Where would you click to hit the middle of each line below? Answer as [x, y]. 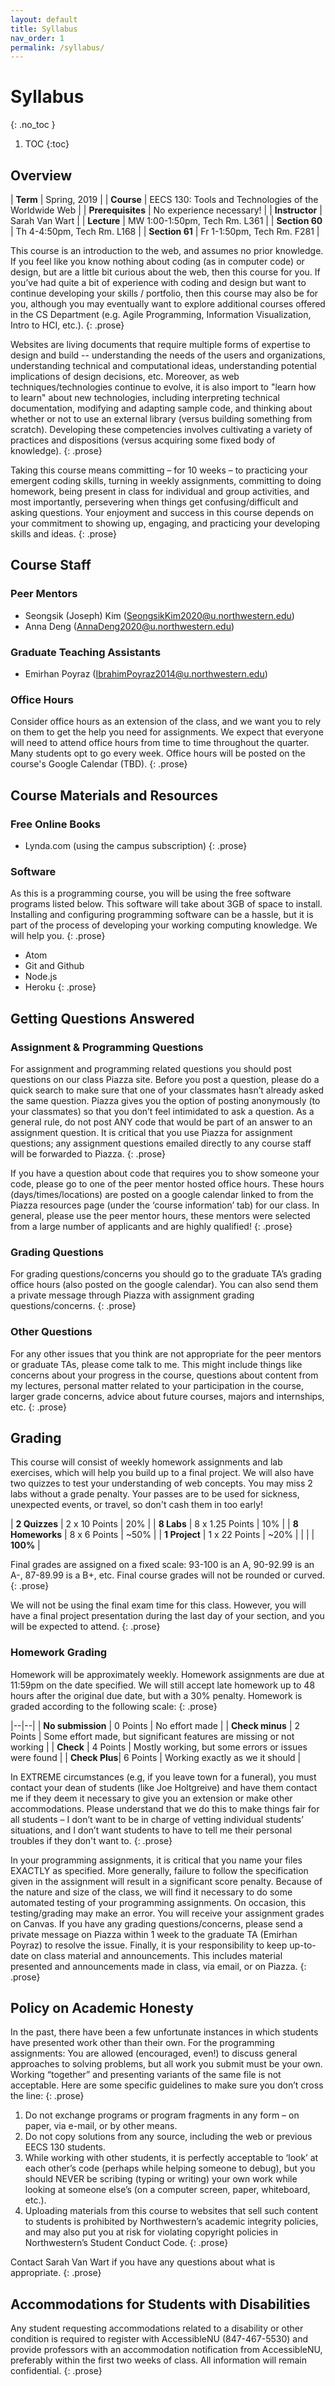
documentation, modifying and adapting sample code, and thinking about [161, 408]
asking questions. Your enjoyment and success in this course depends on [162, 512]
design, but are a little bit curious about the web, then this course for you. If [165, 272]
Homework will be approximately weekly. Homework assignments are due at [167, 1674]
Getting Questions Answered [102, 1018]
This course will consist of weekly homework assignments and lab [146, 1462]
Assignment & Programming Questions [107, 1047]
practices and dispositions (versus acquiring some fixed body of [143, 440]
